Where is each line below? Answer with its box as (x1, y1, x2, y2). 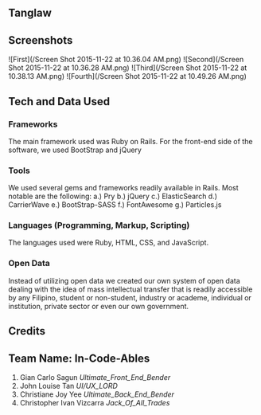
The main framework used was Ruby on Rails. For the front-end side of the (8, 136, 253, 146)
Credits (8, 324, 46, 338)
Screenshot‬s (8, 33, 73, 47)
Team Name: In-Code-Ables (8, 351, 150, 365)
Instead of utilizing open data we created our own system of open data (8, 276, 240, 285)
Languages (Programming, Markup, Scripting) (8, 220, 190, 231)
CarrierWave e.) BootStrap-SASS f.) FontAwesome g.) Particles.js (8, 200, 222, 209)
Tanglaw (8, 6, 52, 20)
